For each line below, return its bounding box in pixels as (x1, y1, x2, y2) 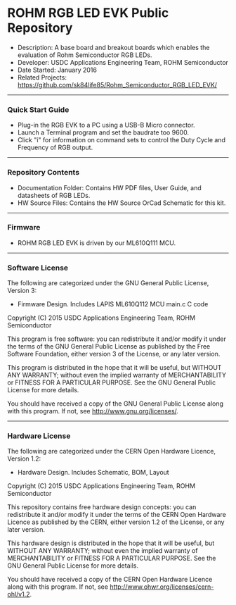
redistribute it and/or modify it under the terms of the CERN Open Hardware (7, 511, 226, 519)
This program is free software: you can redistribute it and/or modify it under (7, 335, 226, 343)
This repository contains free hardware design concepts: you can (7, 503, 197, 511)
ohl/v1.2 (7, 590, 30, 599)
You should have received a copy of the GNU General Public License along (7, 399, 223, 408)
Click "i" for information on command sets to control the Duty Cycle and (17, 136, 226, 144)
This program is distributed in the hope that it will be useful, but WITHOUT (7, 363, 222, 372)
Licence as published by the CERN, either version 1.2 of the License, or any (7, 518, 225, 526)
